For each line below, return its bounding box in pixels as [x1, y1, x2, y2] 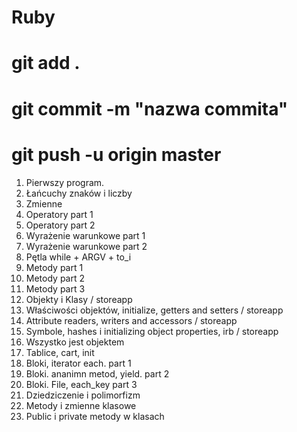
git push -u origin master [11, 143, 222, 166]
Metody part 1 [25, 261, 84, 273]
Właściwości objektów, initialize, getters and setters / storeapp [25, 304, 284, 316]
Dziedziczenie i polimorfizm [25, 389, 141, 401]
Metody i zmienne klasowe [25, 399, 137, 411]
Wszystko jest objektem [25, 336, 125, 348]
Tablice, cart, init [25, 346, 95, 358]
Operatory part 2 [25, 219, 96, 231]
